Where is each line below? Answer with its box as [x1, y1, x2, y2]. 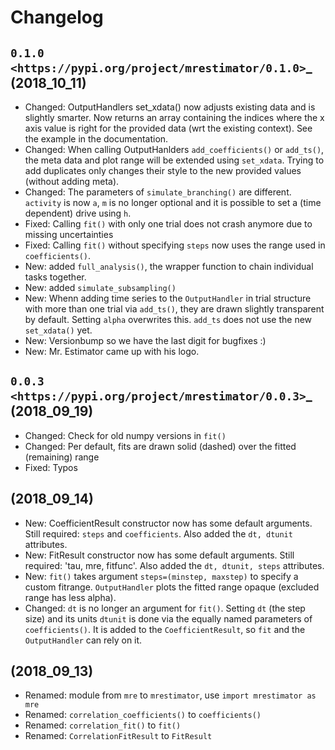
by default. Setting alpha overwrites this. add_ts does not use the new [24, 314, 313, 325]
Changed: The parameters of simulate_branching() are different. [24, 186, 292, 198]
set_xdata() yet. [24, 324, 93, 336]
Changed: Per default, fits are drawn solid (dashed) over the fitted [24, 440, 297, 452]
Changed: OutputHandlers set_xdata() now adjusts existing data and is [24, 101, 316, 113]
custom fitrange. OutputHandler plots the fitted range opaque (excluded [24, 581, 320, 593]
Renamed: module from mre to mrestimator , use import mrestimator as [24, 689, 317, 701]
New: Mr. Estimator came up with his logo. [24, 346, 200, 357]
